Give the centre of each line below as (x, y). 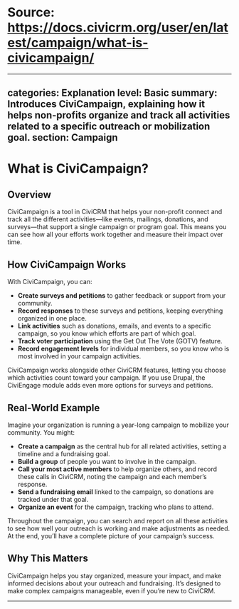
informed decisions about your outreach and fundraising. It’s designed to (114, 583)
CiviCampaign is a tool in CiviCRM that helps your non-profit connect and (115, 212)
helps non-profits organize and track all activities (119, 115)
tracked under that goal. (53, 499)
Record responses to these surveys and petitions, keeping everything (120, 311)
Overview (30, 195)
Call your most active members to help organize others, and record (117, 469)
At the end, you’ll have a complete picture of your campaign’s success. (111, 535)
